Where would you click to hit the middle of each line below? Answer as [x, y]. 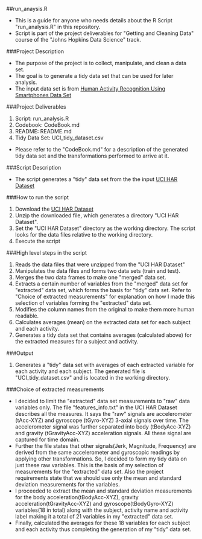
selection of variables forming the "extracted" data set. [83, 303]
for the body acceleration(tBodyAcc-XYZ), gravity [77, 497]
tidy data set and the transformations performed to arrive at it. [92, 156]
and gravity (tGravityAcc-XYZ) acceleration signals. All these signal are [103, 433]
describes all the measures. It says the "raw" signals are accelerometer [103, 414]
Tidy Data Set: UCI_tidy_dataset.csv [59, 138]
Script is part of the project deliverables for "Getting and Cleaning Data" [104, 33]
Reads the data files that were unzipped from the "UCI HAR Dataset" [100, 264]
